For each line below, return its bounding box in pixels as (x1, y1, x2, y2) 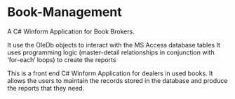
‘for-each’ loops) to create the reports (7, 55, 116, 63)
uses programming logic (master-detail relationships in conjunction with (7, 48, 215, 56)
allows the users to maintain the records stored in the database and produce (7, 76, 228, 84)
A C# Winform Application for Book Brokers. (7, 27, 135, 36)
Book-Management (7, 4, 122, 20)
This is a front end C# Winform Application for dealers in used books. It (7, 69, 213, 77)
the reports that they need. (7, 84, 85, 92)
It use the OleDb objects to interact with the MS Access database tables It (7, 40, 221, 49)
